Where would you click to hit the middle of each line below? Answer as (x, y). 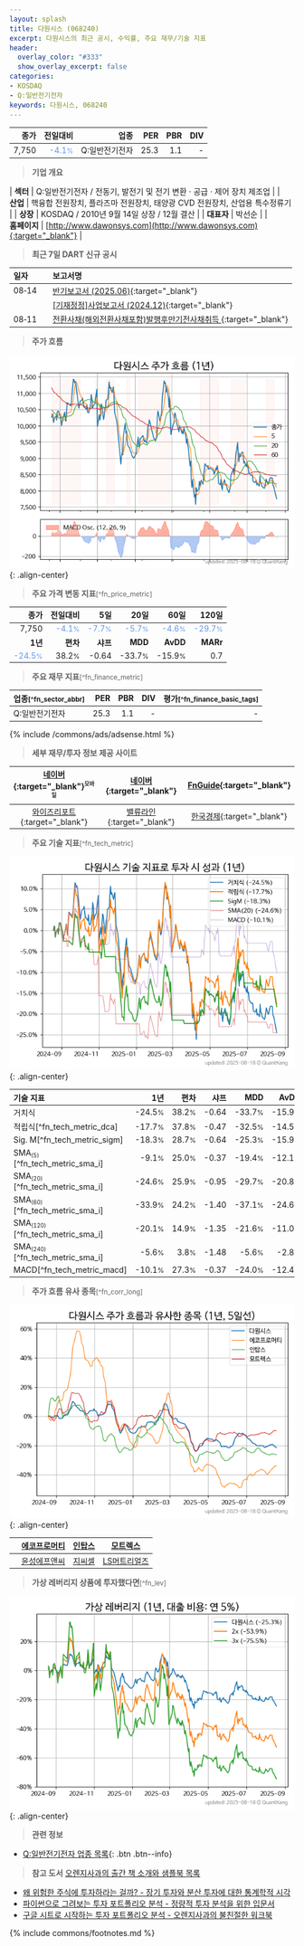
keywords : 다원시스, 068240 (58, 105)
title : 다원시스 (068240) (54, 28)
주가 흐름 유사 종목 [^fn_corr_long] (87, 1291)
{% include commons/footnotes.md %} (82, 1933)
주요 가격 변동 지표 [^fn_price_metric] (92, 593)
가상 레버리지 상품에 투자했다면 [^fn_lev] (99, 1582)
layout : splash (38, 19)
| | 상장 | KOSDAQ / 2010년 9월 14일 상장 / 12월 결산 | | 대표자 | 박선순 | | (138, 214)
